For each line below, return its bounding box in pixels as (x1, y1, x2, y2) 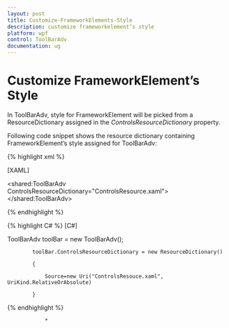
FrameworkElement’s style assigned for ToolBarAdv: (7, 139, 157, 147)
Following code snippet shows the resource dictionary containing (7, 131, 195, 140)
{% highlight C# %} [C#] (7, 221, 78, 230)
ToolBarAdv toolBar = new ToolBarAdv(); (7, 234, 124, 243)
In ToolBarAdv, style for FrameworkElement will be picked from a (7, 110, 193, 119)
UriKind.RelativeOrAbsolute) (7, 278, 92, 286)
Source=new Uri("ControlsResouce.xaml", (44, 273, 164, 280)
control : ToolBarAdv (7, 36, 68, 43)
